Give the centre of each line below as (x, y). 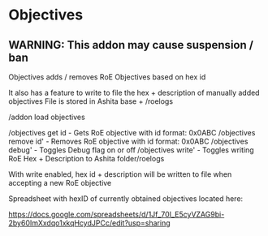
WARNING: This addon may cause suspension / (131, 45)
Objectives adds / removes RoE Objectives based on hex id (107, 77)
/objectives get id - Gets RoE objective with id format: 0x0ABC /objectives (132, 133)
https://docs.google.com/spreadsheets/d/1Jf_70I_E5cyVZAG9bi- (117, 214)
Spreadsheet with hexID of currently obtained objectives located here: (126, 199)
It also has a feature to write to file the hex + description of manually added (134, 92)
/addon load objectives (47, 117)
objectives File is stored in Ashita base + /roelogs (91, 101)
